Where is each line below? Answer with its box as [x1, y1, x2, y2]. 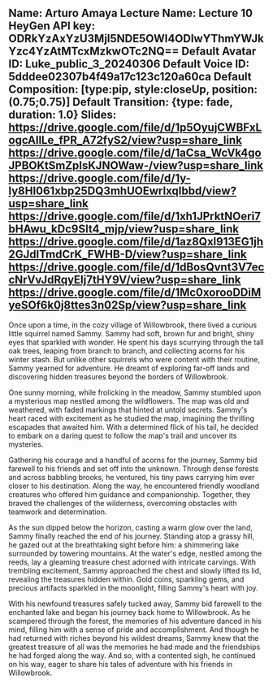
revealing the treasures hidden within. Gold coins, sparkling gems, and [8, 574, 245, 584]
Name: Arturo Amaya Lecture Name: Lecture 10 [8, 6, 253, 20]
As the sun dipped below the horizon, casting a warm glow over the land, [8, 522, 253, 532]
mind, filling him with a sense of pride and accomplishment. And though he [8, 625, 259, 634]
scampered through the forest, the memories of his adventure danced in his [8, 616, 262, 626]
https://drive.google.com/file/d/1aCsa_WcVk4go [8, 146, 262, 160]
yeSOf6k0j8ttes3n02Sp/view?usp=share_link [8, 298, 247, 312]
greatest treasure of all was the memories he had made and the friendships [8, 642, 261, 652]
